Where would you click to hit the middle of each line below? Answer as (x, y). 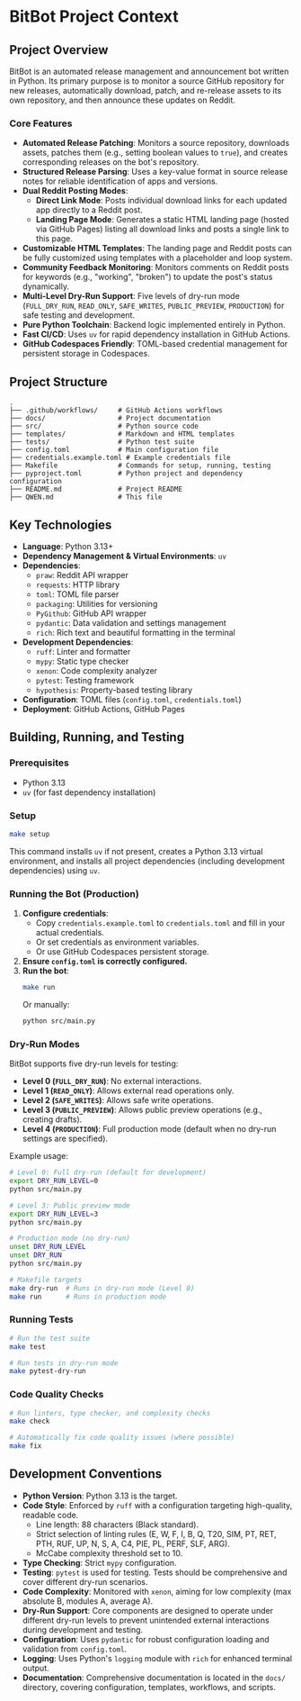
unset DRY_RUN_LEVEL (48, 1247)
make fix (26, 1446)
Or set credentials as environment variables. (117, 942)
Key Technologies (61, 525)
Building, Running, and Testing (97, 737)
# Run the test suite (50, 1338)
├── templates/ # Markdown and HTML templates (122, 434)
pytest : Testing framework (85, 680)
